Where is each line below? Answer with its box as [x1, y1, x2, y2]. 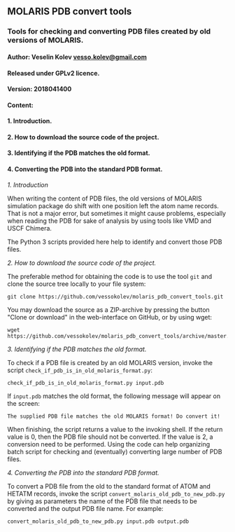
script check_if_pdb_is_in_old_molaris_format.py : [7, 366, 152, 374]
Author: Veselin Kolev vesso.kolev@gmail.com [7, 53, 147, 61]
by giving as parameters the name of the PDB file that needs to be [7, 497, 198, 505]
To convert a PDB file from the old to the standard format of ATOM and [7, 482, 211, 490]
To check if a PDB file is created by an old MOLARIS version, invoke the [7, 358, 213, 367]
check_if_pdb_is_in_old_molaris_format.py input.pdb [7, 379, 164, 386]
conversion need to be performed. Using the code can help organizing [7, 439, 211, 448]
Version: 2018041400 [7, 85, 72, 93]
